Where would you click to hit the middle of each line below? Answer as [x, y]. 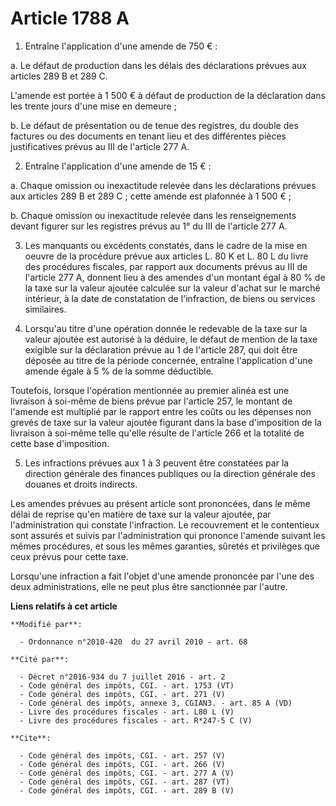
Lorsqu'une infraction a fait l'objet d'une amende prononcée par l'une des [162, 576]
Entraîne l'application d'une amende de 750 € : [121, 46]
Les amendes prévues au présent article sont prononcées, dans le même [160, 503]
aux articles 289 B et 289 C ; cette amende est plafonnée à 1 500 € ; [151, 196]
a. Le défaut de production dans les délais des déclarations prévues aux [158, 65]
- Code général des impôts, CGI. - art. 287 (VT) [124, 782]
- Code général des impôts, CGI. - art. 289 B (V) [127, 790]
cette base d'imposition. [60, 443]
